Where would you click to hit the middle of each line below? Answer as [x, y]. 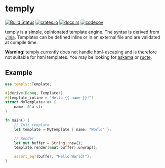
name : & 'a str [28, 107]
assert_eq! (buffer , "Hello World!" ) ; [53, 157]
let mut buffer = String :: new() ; [48, 143]
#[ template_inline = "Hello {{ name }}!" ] [49, 98]
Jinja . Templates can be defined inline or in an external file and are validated [83, 37]
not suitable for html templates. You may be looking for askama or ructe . [79, 57]
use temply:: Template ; [28, 84]
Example [19, 73]
